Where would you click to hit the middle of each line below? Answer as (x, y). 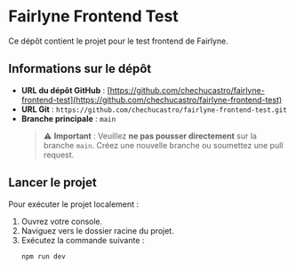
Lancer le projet (52, 183)
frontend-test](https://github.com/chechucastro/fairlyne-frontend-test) (152, 99)
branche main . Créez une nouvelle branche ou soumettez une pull (163, 145)
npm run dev (43, 256)
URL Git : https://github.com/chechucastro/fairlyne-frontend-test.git (154, 109)
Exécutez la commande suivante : (83, 240)
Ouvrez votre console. (62, 221)
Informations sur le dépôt (80, 69)
